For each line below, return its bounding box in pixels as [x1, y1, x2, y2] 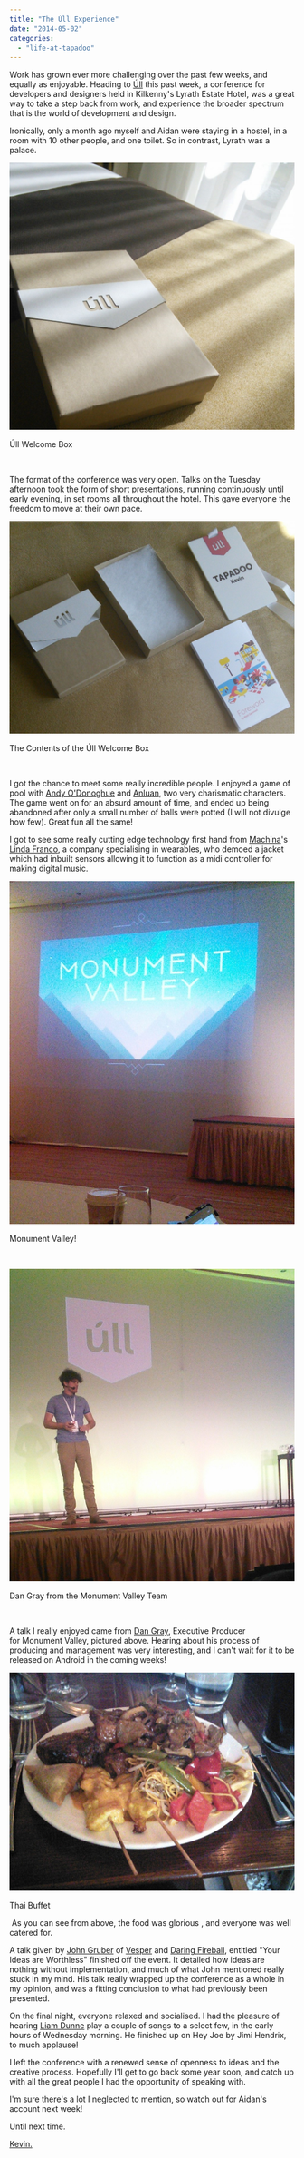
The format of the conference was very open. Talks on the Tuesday [9, 474, 261, 484]
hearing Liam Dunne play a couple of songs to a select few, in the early [9, 2019, 274, 2031]
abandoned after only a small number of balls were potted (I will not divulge [9, 807, 291, 818]
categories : [9, 34, 54, 43]
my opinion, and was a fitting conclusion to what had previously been [9, 1983, 269, 1994]
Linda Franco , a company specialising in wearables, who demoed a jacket [9, 844, 285, 854]
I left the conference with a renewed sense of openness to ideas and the [9, 2056, 280, 2067]
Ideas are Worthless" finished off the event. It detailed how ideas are [9, 1954, 265, 1965]
